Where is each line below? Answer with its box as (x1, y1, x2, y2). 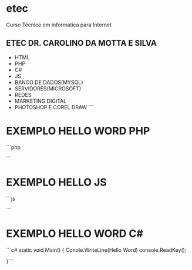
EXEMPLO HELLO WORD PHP (6, 124, 150, 137)
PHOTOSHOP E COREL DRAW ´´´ (14, 103, 94, 110)
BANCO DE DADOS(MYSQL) (14, 79, 83, 86)
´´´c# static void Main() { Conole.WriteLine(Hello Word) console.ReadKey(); (6, 246, 187, 254)
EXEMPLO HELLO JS (6, 176, 107, 189)
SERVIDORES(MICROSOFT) (14, 85, 82, 92)
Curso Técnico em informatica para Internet (6, 21, 112, 28)
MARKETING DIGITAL (14, 97, 67, 104)
